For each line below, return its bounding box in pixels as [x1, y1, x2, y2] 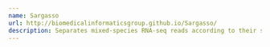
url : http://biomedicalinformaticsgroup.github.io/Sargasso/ [8, 19, 218, 27]
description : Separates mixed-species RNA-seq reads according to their [8, 26, 257, 34]
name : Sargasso [8, 11, 59, 20]
